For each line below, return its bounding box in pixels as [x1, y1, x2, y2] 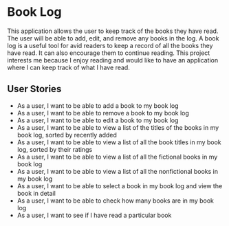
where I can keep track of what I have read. [7, 63, 131, 71]
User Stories [7, 83, 62, 95]
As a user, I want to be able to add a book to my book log [17, 101, 179, 110]
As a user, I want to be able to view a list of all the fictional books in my [17, 152, 218, 161]
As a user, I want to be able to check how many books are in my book [17, 196, 215, 205]
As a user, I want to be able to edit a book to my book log [17, 116, 179, 124]
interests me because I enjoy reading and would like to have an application [7, 56, 219, 64]
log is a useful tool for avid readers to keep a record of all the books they [7, 41, 213, 49]
